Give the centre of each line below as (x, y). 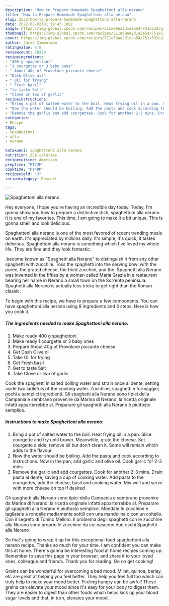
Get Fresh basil (28, 363)
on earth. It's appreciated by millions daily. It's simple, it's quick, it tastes (80, 238)
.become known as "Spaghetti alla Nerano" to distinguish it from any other (82, 259)
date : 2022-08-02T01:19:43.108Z (39, 24)
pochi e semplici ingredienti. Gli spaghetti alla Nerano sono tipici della (77, 394)
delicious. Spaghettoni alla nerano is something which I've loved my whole (82, 244)
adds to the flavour (32, 450)
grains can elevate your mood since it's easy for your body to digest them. (82, 587)
